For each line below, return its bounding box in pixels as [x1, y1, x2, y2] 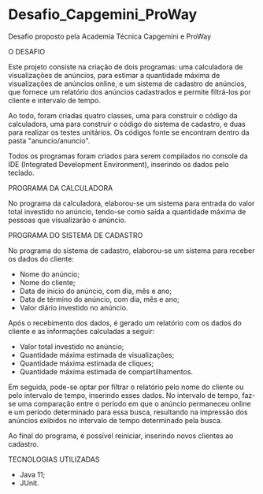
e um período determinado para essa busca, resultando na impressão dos [8, 407, 248, 417]
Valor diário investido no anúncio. [19, 303, 128, 312]
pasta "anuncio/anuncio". [8, 136, 91, 145]
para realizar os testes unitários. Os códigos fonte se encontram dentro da [8, 128, 250, 137]
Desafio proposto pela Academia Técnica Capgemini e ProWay [8, 32, 212, 41]
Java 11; [19, 470, 46, 479]
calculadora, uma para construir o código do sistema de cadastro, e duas [8, 119, 246, 128]
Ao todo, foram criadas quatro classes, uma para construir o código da [8, 110, 238, 120]
